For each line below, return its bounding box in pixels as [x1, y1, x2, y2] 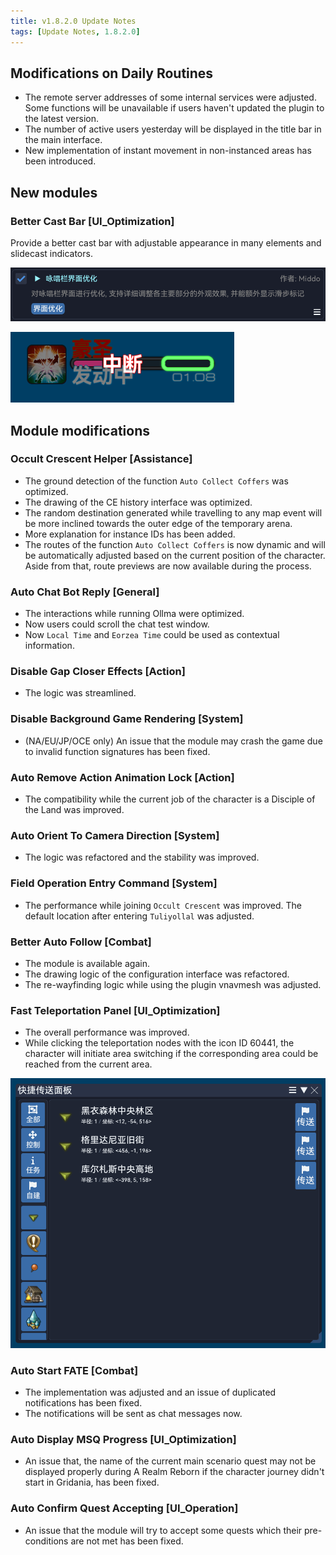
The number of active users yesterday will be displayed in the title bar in [24, 123, 322, 135]
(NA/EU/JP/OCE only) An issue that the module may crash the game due [24, 735, 323, 747]
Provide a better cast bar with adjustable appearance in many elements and [10, 237, 322, 249]
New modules [10, 184, 98, 201]
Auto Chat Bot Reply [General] [10, 585, 160, 599]
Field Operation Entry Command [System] [10, 876, 218, 890]
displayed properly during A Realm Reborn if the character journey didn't [24, 1466, 325, 1478]
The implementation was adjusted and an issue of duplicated [24, 1386, 277, 1399]
